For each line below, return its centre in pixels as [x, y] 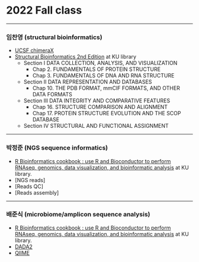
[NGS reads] [30, 180]
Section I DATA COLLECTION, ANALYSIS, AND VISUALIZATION [100, 63]
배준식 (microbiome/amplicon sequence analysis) [78, 215]
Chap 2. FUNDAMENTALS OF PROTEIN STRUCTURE [97, 69]
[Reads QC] [29, 186]
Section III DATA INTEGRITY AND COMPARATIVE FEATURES [97, 101]
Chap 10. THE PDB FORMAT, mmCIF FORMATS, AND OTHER [106, 88]
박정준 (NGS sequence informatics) [57, 148]
